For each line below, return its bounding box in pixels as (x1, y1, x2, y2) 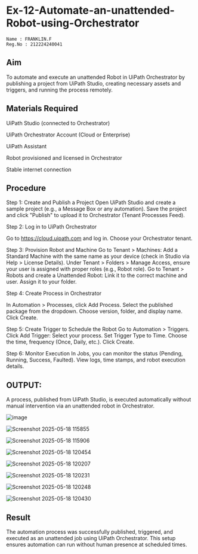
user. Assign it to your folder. (6, 278, 77, 285)
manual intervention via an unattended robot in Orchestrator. (6, 402, 155, 410)
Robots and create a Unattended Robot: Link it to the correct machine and (6, 272, 188, 279)
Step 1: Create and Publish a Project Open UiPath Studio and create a (6, 199, 176, 206)
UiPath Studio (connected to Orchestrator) (6, 119, 110, 126)
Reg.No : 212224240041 (6, 41, 63, 47)
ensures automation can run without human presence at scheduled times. (6, 541, 187, 548)
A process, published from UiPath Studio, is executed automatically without (6, 396, 191, 403)
